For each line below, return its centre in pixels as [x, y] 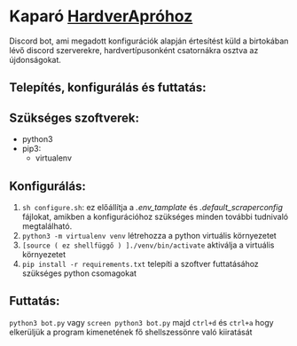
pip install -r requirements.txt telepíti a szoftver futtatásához [140, 263]
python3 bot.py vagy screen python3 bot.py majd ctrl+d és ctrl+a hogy [141, 322]
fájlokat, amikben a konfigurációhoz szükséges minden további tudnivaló [155, 216]
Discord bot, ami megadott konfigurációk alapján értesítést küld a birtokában [149, 41]
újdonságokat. [35, 59]
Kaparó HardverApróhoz [101, 16]
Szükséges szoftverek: [74, 118]
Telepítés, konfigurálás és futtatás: [108, 87]
